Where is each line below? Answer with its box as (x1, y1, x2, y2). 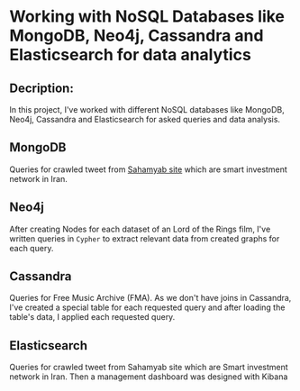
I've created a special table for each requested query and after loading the (9, 302, 286, 313)
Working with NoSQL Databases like (9, 6, 286, 27)
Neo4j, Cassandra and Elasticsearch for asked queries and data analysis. (9, 114, 281, 124)
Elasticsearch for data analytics (9, 45, 252, 65)
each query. (9, 242, 54, 253)
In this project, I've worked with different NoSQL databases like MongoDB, (9, 105, 286, 114)
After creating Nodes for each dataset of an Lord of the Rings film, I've (9, 223, 271, 234)
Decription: (9, 80, 74, 95)
